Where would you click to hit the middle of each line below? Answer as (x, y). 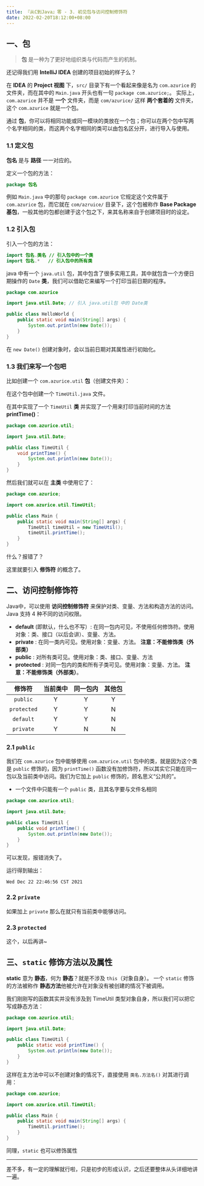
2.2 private (23, 898)
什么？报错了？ (25, 557)
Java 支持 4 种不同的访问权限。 (46, 613)
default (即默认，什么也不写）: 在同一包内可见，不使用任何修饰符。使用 (105, 627)
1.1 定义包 (20, 146)
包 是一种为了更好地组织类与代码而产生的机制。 (80, 60)
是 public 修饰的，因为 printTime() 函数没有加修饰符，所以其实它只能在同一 (102, 769)
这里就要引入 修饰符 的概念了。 (45, 570)
